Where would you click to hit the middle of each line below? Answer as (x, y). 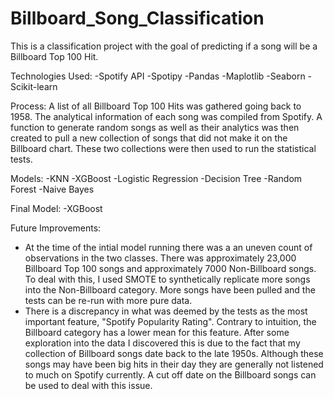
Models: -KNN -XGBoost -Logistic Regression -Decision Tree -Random (156, 178)
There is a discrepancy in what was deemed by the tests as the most (166, 311)
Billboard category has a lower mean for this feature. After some (157, 332)
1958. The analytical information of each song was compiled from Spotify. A (166, 116)
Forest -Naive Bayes (52, 189)
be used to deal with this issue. (88, 385)
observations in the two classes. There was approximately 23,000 (160, 258)
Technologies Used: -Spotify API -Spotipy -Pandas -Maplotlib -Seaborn (158, 76)
